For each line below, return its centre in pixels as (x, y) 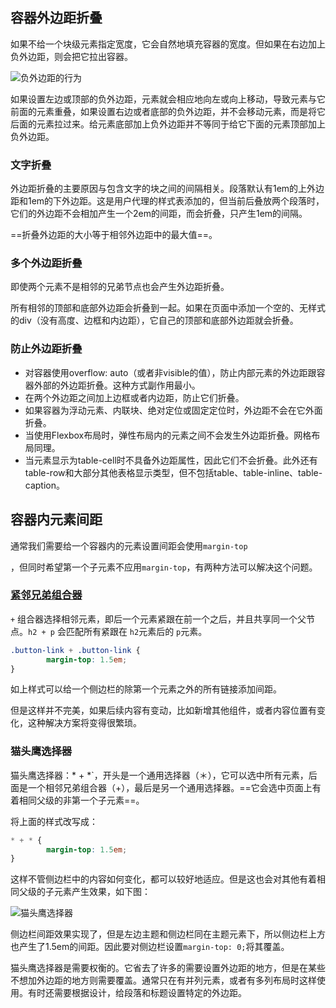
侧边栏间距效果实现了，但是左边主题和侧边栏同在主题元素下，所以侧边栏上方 (168, 934)
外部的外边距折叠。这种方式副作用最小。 (117, 385)
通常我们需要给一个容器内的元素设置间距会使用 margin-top (129, 545)
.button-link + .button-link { (75, 650)
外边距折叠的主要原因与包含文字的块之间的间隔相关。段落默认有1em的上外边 (167, 189)
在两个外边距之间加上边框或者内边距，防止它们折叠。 (134, 397)
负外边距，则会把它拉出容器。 (71, 56)
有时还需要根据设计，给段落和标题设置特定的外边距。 (137, 993)
